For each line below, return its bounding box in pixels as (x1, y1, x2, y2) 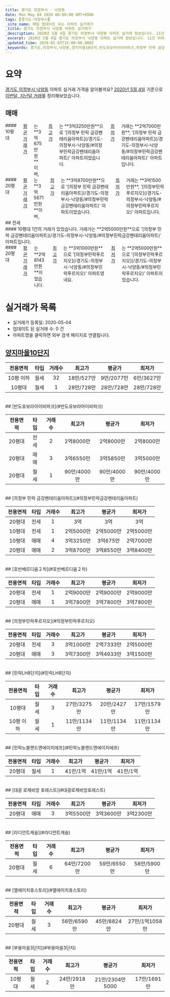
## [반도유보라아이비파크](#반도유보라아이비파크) (5, 403, 103, 409)
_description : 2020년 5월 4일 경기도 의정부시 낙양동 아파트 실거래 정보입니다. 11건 (5, 31, 164, 36)
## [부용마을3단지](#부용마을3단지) (5, 945, 76, 951)
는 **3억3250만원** (59, 123, 100, 129)
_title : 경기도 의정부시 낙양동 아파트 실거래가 (5, 26, 92, 31)
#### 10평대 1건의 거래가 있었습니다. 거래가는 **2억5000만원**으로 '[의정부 (5, 226, 157, 232)
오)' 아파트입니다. (126, 209, 160, 215)
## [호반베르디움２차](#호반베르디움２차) (5, 566, 88, 572)
